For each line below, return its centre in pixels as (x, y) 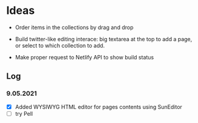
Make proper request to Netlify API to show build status (84, 57)
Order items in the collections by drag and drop (74, 27)
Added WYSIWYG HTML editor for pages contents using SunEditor (98, 107)
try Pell (24, 113)
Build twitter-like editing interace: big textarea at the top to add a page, (104, 39)
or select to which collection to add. (60, 45)
